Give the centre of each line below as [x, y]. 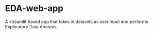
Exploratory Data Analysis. [32, 26]
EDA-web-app [34, 8]
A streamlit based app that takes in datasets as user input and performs [76, 22]
